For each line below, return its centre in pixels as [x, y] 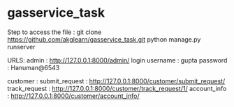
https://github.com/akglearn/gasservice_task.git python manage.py [104, 39]
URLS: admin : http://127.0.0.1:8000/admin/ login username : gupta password [117, 60]
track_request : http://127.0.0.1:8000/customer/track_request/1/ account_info [117, 88]
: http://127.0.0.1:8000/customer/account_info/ [73, 96]
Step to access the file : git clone [54, 32]
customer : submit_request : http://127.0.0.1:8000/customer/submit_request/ [116, 81]
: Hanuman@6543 [34, 67]
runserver [21, 47]
